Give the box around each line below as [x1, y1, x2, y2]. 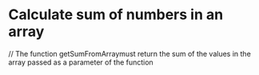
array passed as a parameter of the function [8, 57, 153, 67]
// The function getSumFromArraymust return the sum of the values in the [8, 49, 252, 58]
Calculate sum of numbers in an [8, 6, 224, 24]
